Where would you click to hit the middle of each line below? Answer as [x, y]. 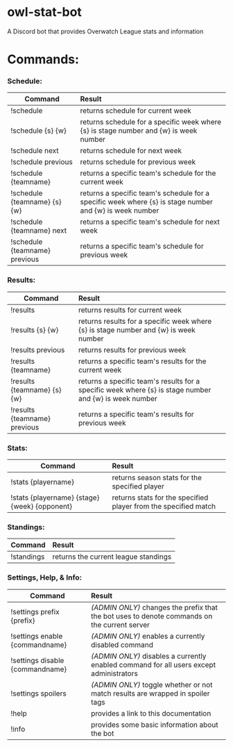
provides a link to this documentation [151, 713]
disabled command [122, 645]
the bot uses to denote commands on [152, 616]
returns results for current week [130, 310]
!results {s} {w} [35, 329]
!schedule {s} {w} [39, 131]
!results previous [38, 350]
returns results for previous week [132, 350]
